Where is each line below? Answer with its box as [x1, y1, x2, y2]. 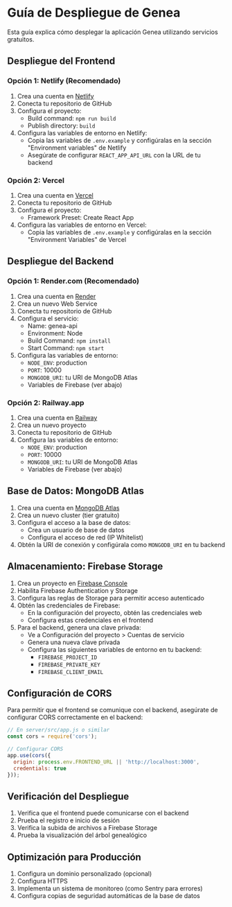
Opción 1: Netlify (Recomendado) [7, 76, 121, 86]
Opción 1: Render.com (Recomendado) [7, 276, 140, 286]
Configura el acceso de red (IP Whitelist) [27, 533, 144, 542]
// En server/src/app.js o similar [7, 727, 110, 734]
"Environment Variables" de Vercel [27, 235, 127, 243]
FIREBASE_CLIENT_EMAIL [37, 668, 104, 675]
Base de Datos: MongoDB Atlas [7, 485, 144, 497]
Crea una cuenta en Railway [17, 413, 98, 422]
